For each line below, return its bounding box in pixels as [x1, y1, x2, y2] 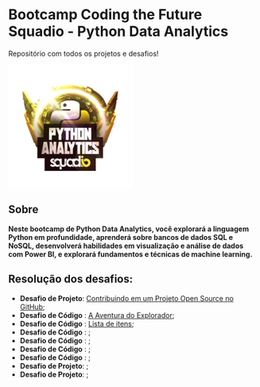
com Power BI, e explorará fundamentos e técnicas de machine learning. [8, 249, 253, 259]
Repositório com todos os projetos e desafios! [8, 48, 159, 58]
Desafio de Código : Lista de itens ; [19, 319, 134, 328]
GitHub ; [19, 302, 45, 312]
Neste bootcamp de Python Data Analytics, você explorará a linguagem [8, 224, 249, 234]
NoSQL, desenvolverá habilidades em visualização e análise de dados [8, 241, 244, 250]
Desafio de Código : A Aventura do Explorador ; [19, 310, 175, 319]
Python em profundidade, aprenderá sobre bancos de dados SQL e [8, 232, 233, 242]
